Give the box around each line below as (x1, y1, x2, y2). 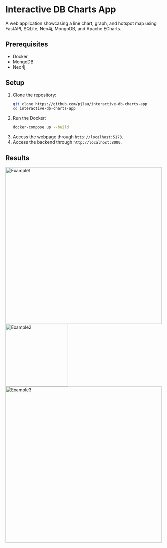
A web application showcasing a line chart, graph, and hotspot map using (5, 20, 157, 26)
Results (5, 154, 30, 162)
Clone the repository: (12, 92, 57, 98)
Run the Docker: (12, 115, 46, 121)
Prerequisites (5, 40, 48, 49)
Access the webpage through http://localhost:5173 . (12, 134, 124, 140)
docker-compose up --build (12, 125, 69, 130)
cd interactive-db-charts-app (12, 106, 76, 111)
